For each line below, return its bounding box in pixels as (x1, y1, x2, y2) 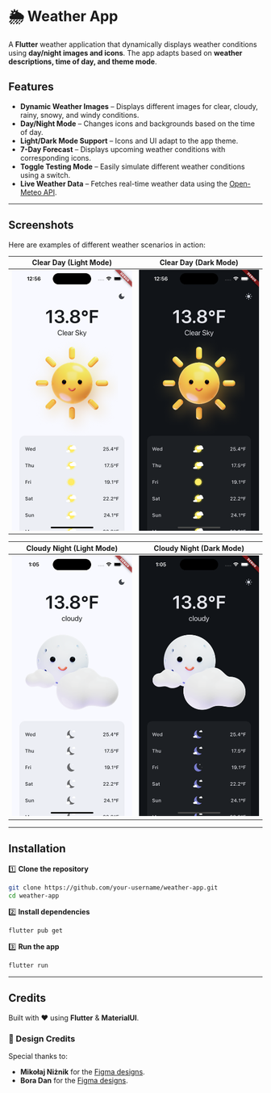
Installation (8, 842, 66, 855)
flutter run (8, 961, 48, 970)
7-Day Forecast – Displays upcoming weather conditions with (19, 144, 226, 154)
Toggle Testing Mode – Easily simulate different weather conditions (19, 162, 245, 171)
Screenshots (8, 218, 74, 232)
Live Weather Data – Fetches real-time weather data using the (19, 179, 228, 188)
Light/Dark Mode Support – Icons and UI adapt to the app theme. (19, 136, 239, 145)
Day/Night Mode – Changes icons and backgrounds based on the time (19, 119, 256, 128)
